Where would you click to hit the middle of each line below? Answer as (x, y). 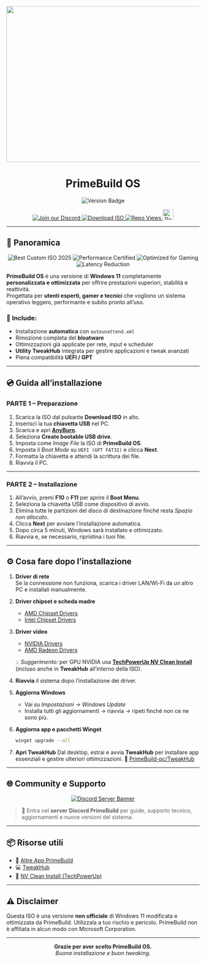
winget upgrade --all (43, 740)
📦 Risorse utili (35, 843)
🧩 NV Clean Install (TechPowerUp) (59, 876)
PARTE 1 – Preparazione (42, 403)
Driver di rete (32, 576)
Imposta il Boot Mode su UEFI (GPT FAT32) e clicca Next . (87, 449)
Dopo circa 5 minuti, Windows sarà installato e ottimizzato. (89, 530)
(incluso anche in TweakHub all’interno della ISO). (78, 669)
